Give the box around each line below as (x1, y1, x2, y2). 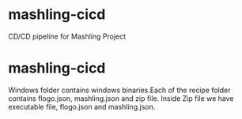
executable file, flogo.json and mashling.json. (8, 102, 156, 111)
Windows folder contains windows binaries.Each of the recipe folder (8, 85, 231, 95)
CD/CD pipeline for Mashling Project (8, 32, 127, 41)
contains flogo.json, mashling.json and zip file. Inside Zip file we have (8, 93, 235, 103)
